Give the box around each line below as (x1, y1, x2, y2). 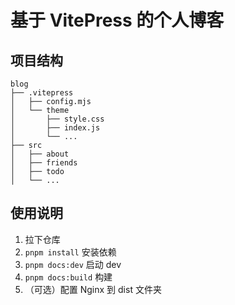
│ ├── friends (10, 158, 78, 168)
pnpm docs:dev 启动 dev (24, 258, 122, 270)
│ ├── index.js (10, 123, 101, 133)
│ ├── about (10, 149, 70, 159)
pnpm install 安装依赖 (24, 246, 117, 258)
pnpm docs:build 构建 (24, 271, 113, 283)
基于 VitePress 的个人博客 (10, 9, 225, 32)
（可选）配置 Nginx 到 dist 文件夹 (24, 283, 162, 295)
